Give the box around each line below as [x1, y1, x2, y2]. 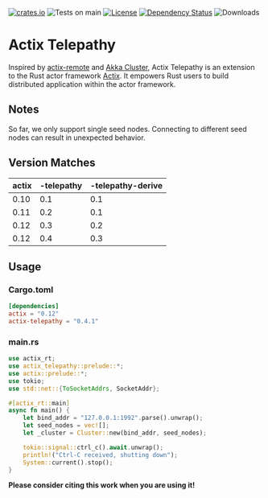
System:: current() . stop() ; [23, 459, 113, 467]
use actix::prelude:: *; [8, 369, 89, 377]
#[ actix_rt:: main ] [8, 399, 70, 407]
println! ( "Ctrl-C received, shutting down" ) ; [23, 451, 179, 459]
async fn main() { [8, 406, 70, 414]
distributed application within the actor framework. [8, 79, 176, 88]
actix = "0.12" [8, 310, 60, 318]
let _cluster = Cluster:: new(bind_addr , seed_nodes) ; [23, 429, 207, 438]
